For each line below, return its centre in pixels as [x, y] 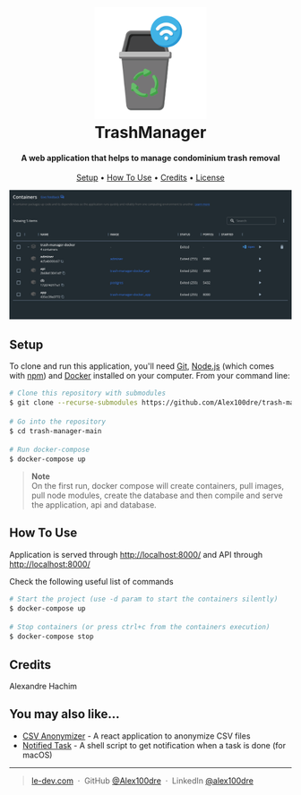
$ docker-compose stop [52, 637]
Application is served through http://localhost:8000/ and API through [136, 554]
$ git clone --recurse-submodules [74, 402]
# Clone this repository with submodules [88, 393]
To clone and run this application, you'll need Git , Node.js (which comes [142, 366]
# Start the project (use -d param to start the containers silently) [144, 599]
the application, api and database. [94, 505]
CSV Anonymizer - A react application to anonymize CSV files [136, 736]
